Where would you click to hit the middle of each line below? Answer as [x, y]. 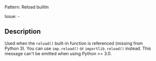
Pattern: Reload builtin [27, 7]
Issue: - [12, 16]
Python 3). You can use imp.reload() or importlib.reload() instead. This [78, 48]
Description [23, 32]
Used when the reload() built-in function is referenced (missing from [74, 43]
